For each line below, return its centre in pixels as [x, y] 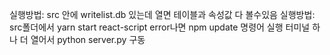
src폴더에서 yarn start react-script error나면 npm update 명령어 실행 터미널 [160, 27]
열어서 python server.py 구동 [88, 39]
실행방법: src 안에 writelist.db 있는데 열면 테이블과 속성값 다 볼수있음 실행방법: [162, 14]
